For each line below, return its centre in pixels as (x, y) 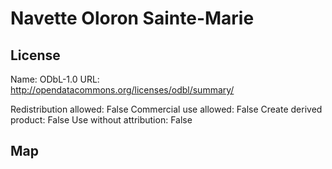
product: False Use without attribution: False (101, 120)
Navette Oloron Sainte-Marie (132, 18)
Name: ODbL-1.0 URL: (55, 79)
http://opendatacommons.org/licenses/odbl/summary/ (122, 90)
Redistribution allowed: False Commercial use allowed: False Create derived (166, 109)
